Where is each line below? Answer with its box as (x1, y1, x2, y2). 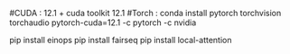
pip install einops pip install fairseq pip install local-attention (9, 35, 232, 45)
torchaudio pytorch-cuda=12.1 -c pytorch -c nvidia (9, 17, 197, 28)
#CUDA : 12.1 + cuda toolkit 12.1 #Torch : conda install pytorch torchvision (9, 8, 282, 18)
